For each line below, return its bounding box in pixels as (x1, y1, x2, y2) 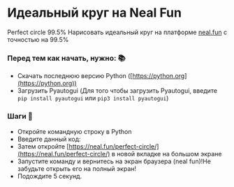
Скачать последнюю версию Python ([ (17, 72, 133, 80)
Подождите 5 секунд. (17, 172, 82, 180)
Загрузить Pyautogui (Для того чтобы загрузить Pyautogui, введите (17, 87, 218, 95)
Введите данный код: (17, 135, 82, 143)
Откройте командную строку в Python (17, 127, 132, 135)
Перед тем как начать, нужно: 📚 (7, 53, 126, 63)
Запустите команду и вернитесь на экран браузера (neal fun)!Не (17, 157, 212, 165)
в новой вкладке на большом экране (111, 149, 222, 158)
